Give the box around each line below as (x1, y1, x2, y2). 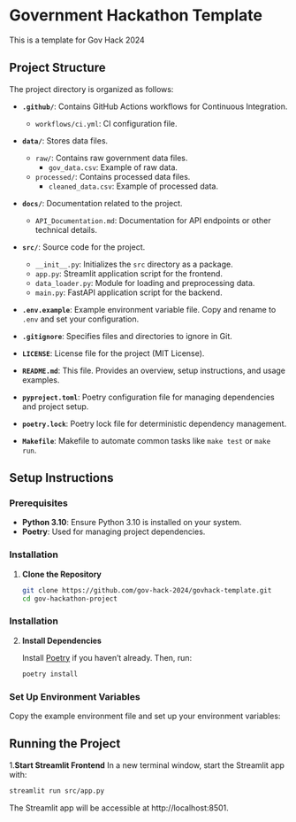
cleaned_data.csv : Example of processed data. (48, 181, 219, 191)
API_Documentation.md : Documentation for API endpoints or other (34, 214, 271, 226)
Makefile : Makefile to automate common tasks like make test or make (21, 435, 271, 446)
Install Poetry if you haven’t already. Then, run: (21, 652, 193, 663)
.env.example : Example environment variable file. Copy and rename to (21, 304, 277, 314)
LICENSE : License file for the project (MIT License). (21, 347, 205, 359)
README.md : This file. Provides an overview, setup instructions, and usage (21, 365, 285, 376)
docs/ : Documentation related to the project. (21, 198, 183, 208)
